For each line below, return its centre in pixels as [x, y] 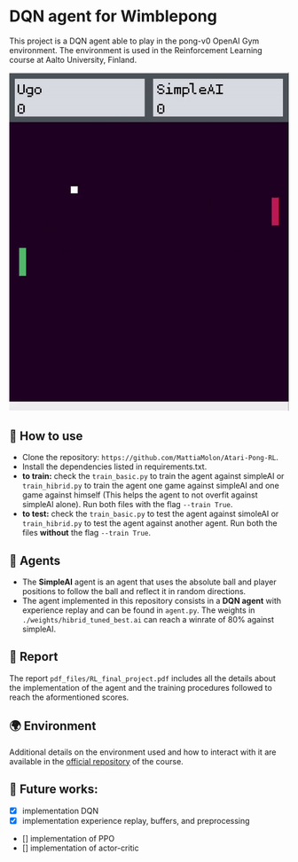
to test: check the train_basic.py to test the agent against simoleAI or [150, 514]
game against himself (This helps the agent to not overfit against [140, 495]
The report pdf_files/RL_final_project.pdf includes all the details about [143, 678]
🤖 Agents [35, 560]
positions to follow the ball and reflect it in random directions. [134, 592]
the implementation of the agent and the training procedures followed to [141, 687]
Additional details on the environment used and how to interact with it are [143, 752]
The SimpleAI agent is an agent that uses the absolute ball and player [149, 582]
